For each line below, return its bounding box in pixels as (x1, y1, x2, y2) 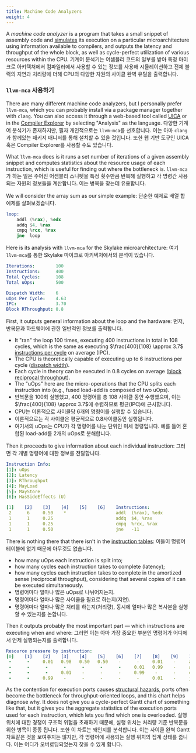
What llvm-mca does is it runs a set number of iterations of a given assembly (6, 153, 190, 160)
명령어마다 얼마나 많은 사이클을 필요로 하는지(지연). (14, 596, 131, 603)
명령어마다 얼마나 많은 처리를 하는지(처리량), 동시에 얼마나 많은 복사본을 (14, 603, 177, 610)
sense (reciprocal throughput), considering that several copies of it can (14, 575, 186, 582)
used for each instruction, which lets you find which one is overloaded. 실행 (6, 711, 188, 718)
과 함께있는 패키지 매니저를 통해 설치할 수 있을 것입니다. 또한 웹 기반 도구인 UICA (6, 134, 190, 141)
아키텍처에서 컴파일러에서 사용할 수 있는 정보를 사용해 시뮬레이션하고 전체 (16, 63, 184, 70)
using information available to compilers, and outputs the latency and (6, 42, 172, 50)
